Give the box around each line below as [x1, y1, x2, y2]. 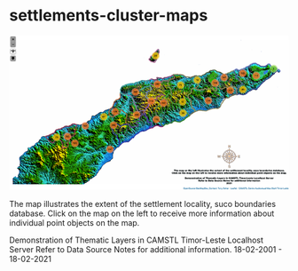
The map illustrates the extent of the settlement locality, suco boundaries [9, 199, 277, 210]
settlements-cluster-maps [9, 5, 208, 26]
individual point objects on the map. [9, 218, 140, 228]
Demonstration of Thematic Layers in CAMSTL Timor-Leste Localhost [9, 235, 264, 245]
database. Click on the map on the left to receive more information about [9, 208, 275, 219]
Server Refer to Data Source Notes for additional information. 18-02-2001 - [9, 244, 282, 255]
